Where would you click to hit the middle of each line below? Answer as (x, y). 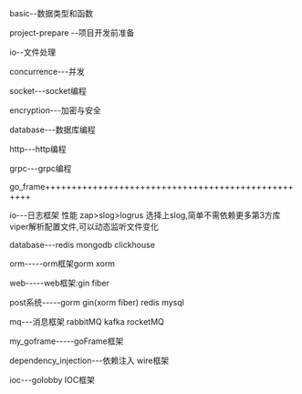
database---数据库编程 (52, 130)
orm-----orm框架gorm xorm (62, 264)
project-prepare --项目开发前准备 (72, 33)
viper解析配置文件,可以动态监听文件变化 (84, 227)
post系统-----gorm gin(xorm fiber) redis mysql (97, 302)
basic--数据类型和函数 (52, 13)
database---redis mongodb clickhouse (82, 245)
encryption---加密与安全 (56, 110)
